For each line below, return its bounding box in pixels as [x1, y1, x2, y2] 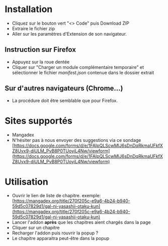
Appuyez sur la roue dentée [12, 59, 70, 65]
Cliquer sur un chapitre [12, 225, 60, 231]
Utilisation [5, 176, 48, 187]
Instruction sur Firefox [5, 45, 76, 54]
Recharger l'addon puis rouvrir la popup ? [12, 230, 99, 236]
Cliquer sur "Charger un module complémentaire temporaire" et [12, 64, 144, 70]
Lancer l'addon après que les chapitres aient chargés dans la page [12, 219, 151, 225]
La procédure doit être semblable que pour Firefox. [12, 97, 118, 104]
